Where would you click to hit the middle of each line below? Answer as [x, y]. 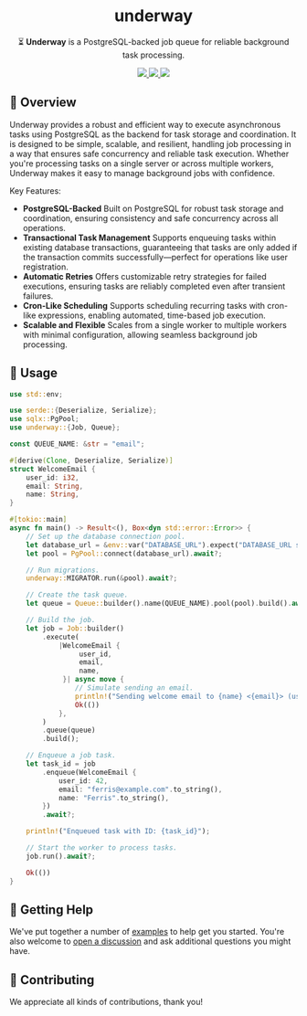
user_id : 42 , [83, 781]
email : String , [55, 486]
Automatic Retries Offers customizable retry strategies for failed [144, 276]
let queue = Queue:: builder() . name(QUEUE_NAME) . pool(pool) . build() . [159, 604]
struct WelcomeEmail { [53, 469]
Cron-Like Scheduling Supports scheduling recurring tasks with [144, 305]
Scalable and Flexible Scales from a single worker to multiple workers [155, 324]
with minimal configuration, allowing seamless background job [140, 334]
